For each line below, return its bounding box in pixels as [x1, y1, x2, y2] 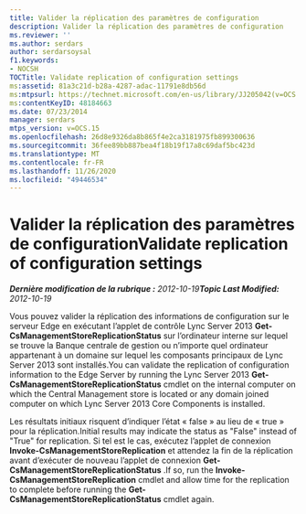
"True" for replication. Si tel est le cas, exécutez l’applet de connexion [9, 435, 271, 446]
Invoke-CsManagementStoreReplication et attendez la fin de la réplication [9, 445, 294, 456]
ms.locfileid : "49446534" [9, 175, 108, 184]
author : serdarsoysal [9, 48, 92, 57]
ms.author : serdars [9, 38, 84, 48]
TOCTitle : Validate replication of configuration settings [9, 73, 239, 82]
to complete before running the [9, 484, 127, 495]
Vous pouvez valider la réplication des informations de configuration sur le [9, 311, 290, 322]
